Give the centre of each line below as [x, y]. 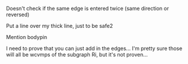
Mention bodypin [27, 37]
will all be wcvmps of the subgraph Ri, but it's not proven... [77, 54]
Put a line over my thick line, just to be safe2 [60, 26]
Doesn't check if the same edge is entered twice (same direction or [88, 8]
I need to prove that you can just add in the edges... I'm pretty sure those [94, 48]
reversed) [18, 15]
